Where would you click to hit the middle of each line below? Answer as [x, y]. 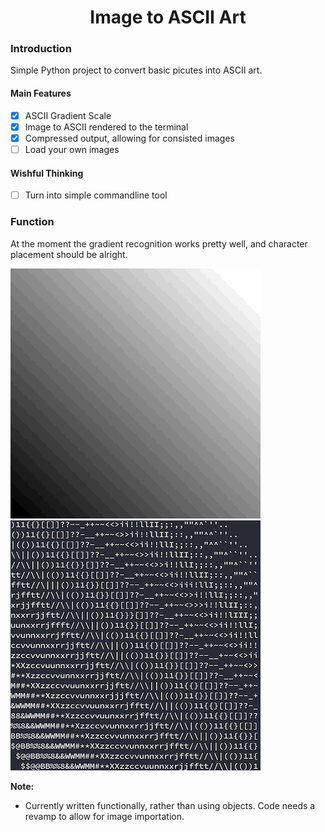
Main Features [41, 93]
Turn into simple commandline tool [96, 195]
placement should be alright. [69, 254]
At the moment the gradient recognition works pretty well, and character [159, 243]
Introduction [41, 49]
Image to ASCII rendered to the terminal [106, 127]
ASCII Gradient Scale [68, 115]
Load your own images [72, 149]
